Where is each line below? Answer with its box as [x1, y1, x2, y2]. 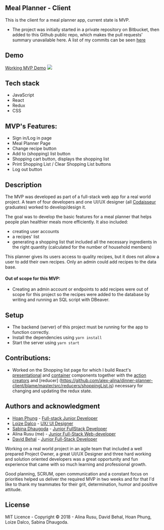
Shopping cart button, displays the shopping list [12, 156, 109, 162]
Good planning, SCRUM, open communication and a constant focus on [5, 471, 148, 476]
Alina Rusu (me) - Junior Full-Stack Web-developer [12, 431, 116, 437]
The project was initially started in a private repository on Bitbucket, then [12, 27, 160, 32]
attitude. [5, 486, 22, 492]
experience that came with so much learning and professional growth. [5, 461, 147, 467]
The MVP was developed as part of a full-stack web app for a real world [5, 194, 151, 200]
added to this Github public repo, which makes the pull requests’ [12, 31, 143, 37]
